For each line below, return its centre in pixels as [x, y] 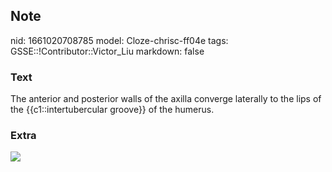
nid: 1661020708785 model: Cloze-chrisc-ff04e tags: [119, 40]
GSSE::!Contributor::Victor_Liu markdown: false [107, 51]
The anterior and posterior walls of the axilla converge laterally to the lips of [166, 99]
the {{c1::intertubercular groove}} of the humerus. [112, 110]
